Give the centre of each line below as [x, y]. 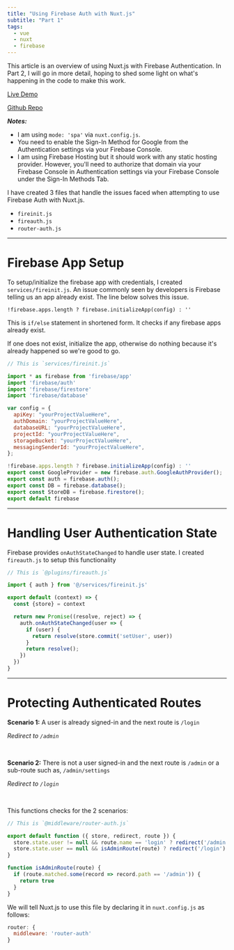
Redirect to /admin [33, 735]
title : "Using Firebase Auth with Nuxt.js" [71, 14]
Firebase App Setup [65, 263]
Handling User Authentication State [112, 533]
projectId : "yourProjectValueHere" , [67, 434]
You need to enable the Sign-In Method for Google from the [103, 142]
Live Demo [23, 94]
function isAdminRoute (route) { [54, 868]
